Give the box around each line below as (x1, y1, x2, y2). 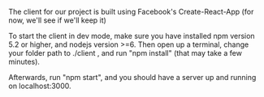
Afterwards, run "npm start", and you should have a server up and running (8, 73, 257, 82)
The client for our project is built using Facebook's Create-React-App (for (8, 7, 254, 16)
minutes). (8, 57, 41, 66)
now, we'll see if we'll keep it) (8, 15, 107, 25)
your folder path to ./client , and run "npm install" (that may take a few (8, 48, 242, 57)
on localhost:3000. (8, 81, 71, 91)
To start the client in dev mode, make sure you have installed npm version (8, 32, 255, 40)
